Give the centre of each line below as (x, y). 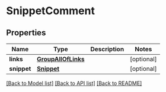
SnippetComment (50, 11)
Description (107, 49)
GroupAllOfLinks (60, 59)
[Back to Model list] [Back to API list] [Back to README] (74, 83)
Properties (26, 33)
